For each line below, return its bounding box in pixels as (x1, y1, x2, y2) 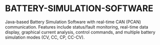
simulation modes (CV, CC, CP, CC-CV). (5, 34, 85, 40)
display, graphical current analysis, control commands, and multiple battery (5, 29, 156, 35)
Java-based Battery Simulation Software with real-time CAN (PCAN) (5, 19, 142, 25)
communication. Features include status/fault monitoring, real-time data (5, 24, 149, 30)
